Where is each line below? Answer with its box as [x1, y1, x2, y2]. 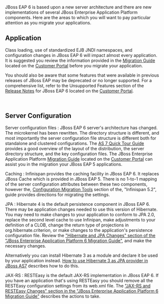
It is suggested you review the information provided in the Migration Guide [5, 57, 156, 63]
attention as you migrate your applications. [5, 20, 92, 26]
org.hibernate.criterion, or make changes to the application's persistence [5, 227, 153, 233]
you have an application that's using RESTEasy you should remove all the [5, 277, 153, 283]
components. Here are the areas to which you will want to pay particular [5, 15, 151, 20]
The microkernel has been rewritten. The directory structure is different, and [5, 130, 160, 136]
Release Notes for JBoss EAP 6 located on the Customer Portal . [5, 88, 134, 94]
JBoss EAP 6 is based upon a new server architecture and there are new [5, 4, 152, 10]
